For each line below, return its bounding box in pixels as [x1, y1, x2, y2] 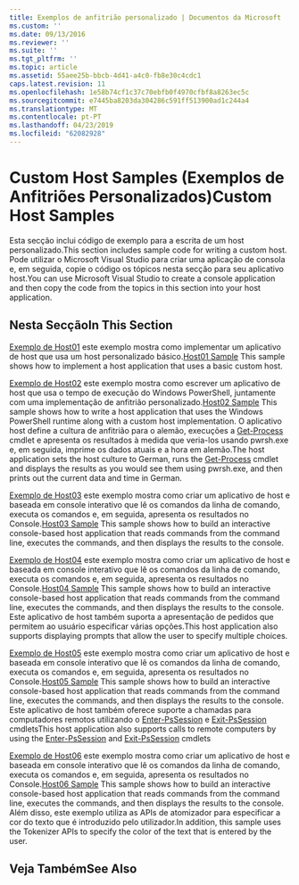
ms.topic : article [9, 63, 78, 72]
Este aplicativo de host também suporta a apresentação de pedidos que [9, 611, 274, 622]
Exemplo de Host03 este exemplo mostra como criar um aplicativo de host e [9, 490, 290, 500]
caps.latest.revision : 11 [9, 79, 105, 88]
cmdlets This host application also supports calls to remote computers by [9, 724, 277, 734]
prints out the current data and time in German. [9, 472, 183, 483]
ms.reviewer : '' [9, 37, 70, 47]
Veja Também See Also [9, 862, 137, 877]
